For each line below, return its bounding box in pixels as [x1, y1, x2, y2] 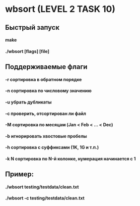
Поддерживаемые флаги [5, 63, 88, 71]
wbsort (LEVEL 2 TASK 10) [5, 3, 116, 15]
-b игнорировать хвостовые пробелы [5, 133, 87, 139]
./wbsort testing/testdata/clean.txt [5, 184, 79, 190]
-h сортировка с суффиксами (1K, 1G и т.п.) [5, 145, 99, 151]
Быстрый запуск [5, 23, 60, 32]
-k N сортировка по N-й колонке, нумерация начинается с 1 [5, 155, 136, 161]
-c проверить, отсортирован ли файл [5, 110, 86, 116]
